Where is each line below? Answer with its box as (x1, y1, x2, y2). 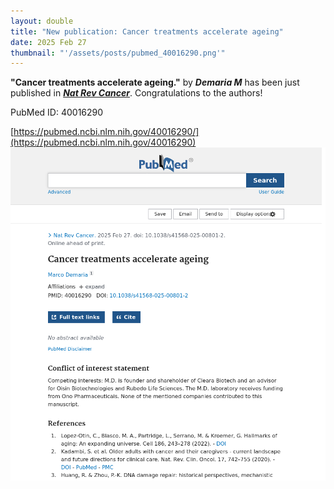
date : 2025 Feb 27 (10, 37, 87, 47)
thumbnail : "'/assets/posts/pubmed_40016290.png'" (10, 48, 226, 58)
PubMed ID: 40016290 (10, 106, 104, 119)
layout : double (10, 16, 74, 26)
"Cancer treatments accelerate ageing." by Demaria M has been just (10, 76, 300, 89)
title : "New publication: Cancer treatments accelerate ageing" (10, 26, 284, 37)
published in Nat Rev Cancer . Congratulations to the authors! (10, 87, 263, 99)
